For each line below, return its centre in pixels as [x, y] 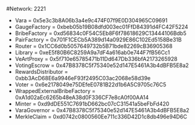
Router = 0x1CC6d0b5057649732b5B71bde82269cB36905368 [94, 46]
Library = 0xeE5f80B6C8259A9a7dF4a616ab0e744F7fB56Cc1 [92, 53]
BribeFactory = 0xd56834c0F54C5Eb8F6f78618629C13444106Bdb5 [101, 33]
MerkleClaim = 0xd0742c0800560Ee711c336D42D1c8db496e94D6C [101, 117]
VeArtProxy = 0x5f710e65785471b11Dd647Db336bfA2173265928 [96, 59]
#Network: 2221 [26, 9]
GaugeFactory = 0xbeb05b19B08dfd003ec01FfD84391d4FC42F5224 [101, 27]
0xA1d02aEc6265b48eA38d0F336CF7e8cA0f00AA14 [82, 97]
